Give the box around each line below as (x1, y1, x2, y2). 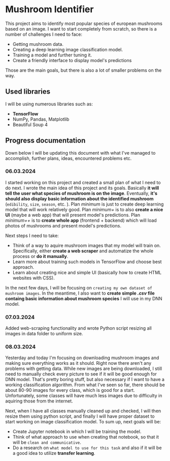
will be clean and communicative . (12, 439, 81, 446)
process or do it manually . (12, 253, 69, 259)
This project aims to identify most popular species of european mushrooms (5, 20, 162, 26)
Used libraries (5, 88, 51, 96)
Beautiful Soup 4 (12, 121, 48, 128)
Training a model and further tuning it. (12, 52, 92, 58)
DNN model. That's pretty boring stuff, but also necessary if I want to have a (5, 377, 165, 383)
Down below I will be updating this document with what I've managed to (5, 150, 156, 156)
